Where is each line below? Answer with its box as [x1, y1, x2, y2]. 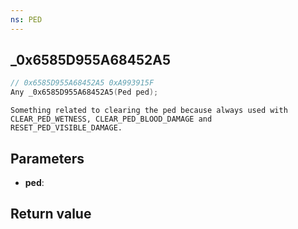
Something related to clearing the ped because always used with [10, 106, 288, 116]
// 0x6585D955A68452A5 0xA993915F [10, 78, 155, 88]
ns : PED [10, 14, 43, 25]
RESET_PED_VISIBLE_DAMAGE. [10, 123, 123, 133]
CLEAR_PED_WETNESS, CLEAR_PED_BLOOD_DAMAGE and [10, 114, 213, 125]
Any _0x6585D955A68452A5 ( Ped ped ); [10, 87, 159, 98]
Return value [10, 206, 92, 223]
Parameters [10, 150, 85, 167]
